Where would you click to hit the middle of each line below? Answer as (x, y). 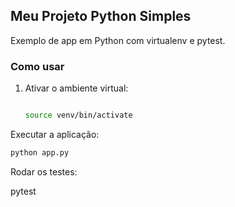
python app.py (40, 152)
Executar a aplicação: (55, 134)
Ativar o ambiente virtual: (76, 88)
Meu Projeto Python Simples (101, 16)
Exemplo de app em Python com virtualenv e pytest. (118, 40)
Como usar (37, 66)
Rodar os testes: (44, 171)
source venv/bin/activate (78, 115)
